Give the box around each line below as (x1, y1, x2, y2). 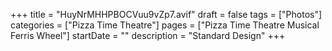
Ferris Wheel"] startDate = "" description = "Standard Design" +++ (10, 30, 286, 41)
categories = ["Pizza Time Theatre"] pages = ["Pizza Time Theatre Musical (10, 19, 320, 31)
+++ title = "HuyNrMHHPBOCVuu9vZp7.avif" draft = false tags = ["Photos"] (10, 9, 323, 20)
